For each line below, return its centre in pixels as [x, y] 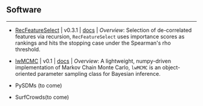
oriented [25, 73]
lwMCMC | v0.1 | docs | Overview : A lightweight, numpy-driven [93, 61]
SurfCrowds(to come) [42, 97]
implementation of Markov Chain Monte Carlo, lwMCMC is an [88, 67]
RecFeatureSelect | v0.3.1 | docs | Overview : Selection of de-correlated [103, 30]
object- [171, 67]
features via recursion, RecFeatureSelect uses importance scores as [100, 36]
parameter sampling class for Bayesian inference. [99, 73]
